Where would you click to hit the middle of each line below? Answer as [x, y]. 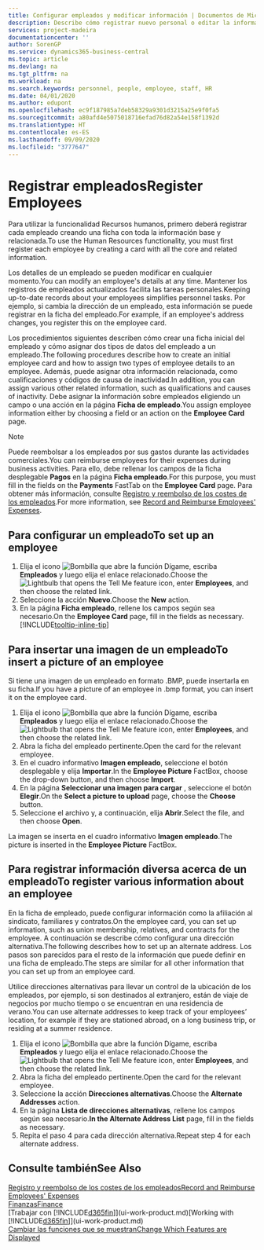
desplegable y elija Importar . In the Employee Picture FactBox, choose [134, 771]
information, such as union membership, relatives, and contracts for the [124, 929]
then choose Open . [51, 821]
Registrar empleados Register [106, 186]
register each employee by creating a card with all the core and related [123, 249]
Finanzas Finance [36, 1204]
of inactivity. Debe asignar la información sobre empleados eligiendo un [125, 397]
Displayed [24, 1237]
